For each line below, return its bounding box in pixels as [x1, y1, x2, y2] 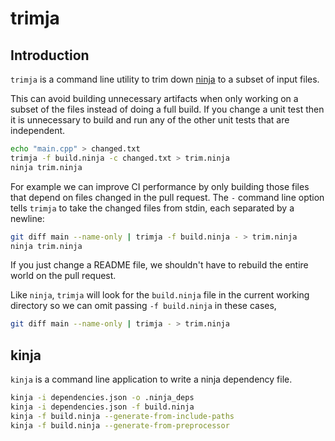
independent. [10, 125, 66, 136]
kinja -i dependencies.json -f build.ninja [10, 402, 195, 412]
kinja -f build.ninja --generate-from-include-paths [10, 411, 235, 421]
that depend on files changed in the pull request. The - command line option [10, 191, 325, 203]
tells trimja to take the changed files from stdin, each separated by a [10, 202, 295, 214]
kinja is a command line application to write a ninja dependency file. [10, 373, 293, 386]
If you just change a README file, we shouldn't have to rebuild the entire [10, 259, 309, 271]
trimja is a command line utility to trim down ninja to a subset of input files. [10, 73, 320, 85]
